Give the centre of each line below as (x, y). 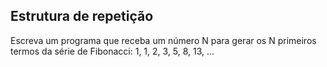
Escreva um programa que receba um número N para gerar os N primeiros (163, 40)
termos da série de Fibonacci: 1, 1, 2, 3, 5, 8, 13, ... (112, 51)
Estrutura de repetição (82, 16)
